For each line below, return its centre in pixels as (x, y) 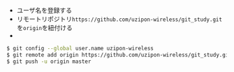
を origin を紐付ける (44, 28)
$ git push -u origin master (49, 62)
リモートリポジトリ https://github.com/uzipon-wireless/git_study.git (119, 19)
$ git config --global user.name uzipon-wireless (80, 48)
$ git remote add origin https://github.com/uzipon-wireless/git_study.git (119, 55)
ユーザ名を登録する (44, 10)
